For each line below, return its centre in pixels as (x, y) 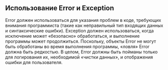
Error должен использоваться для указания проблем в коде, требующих (83, 20)
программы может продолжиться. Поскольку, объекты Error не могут (81, 41)
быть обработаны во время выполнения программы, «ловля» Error (77, 46)
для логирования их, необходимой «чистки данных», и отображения (79, 57)
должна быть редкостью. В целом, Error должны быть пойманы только (81, 52)
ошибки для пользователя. (34, 62)
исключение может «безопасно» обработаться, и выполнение (72, 36)
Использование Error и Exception (60, 8)
